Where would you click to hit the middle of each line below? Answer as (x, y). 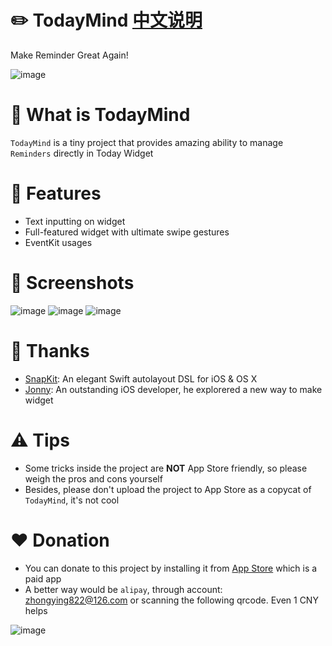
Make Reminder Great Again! (69, 55)
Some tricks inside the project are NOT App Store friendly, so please (166, 468)
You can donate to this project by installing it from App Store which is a (171, 568)
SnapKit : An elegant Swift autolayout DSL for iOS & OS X (141, 378)
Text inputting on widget (75, 221)
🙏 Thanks (50, 350)
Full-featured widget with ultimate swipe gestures (127, 232)
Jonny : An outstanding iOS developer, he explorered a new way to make (173, 389)
